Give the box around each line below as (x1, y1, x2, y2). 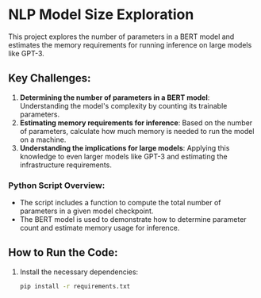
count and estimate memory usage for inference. (19, 223, 180, 233)
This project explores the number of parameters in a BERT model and (8, 32, 235, 41)
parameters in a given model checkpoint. (19, 206, 154, 216)
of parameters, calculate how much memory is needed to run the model (19, 126, 255, 136)
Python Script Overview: (8, 180, 106, 191)
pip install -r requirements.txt (19, 282, 131, 290)
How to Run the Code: (8, 246, 118, 259)
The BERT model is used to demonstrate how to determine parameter (19, 215, 248, 224)
